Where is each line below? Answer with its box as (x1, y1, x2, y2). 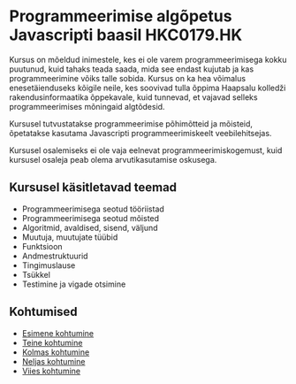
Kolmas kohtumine (21, 347, 90, 357)
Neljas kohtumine (21, 356, 86, 366)
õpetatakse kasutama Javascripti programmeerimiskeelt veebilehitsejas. (9, 127, 272, 138)
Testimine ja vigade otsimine (21, 279, 126, 289)
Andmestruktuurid (21, 250, 88, 261)
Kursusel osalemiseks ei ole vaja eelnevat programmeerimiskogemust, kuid (9, 144, 283, 156)
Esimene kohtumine (21, 327, 95, 338)
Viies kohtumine (21, 365, 81, 376)
